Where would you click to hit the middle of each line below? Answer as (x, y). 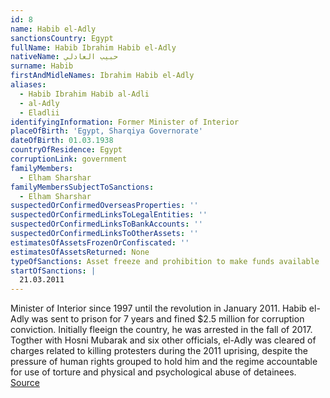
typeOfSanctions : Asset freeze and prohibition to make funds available (165, 261)
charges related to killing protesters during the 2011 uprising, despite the (159, 351)
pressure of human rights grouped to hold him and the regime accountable (164, 362)
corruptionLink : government (69, 159)
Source (25, 383)
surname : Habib (42, 66)
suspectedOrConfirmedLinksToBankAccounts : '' (106, 224)
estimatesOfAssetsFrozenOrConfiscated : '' (100, 242)
